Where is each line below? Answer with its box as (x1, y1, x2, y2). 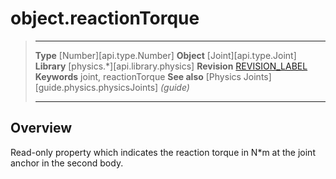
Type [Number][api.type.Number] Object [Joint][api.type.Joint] (34, 49, 297, 61)
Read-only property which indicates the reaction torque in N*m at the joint (10, 146, 316, 158)
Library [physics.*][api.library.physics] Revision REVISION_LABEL (34, 60, 308, 72)
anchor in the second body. (10, 157, 124, 169)
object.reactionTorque (10, 7, 200, 30)
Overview (10, 120, 73, 137)
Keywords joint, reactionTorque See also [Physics (34, 70, 242, 82)
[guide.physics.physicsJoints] (34, 81, 159, 93)
